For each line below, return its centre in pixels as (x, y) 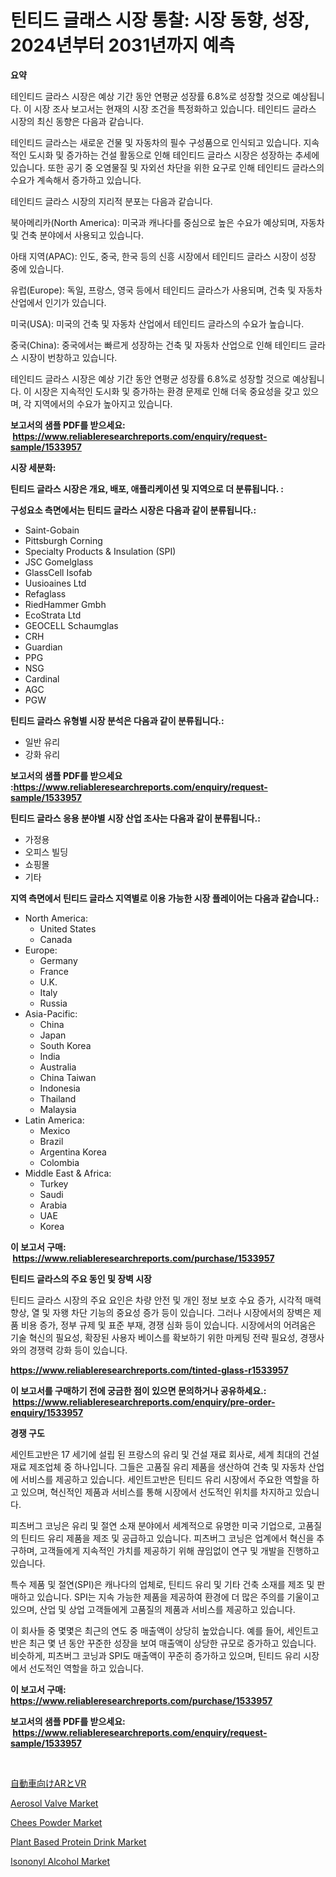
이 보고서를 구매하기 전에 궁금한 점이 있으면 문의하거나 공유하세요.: (138, 1390)
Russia (53, 1003)
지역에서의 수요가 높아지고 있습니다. (103, 403)
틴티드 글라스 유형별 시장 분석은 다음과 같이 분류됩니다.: (117, 720)
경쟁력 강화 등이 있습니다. (78, 1350)
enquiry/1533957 (47, 1412)
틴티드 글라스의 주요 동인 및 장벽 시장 (81, 1278)
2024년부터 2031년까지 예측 (122, 45)
